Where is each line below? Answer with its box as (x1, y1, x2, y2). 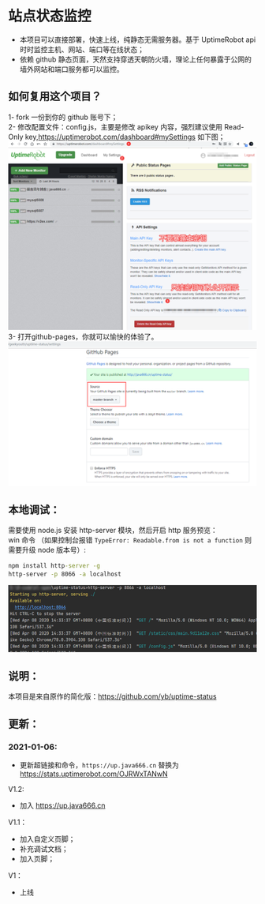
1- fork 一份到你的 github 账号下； (8, 112, 118, 122)
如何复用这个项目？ (8, 90, 102, 103)
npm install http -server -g (8, 562, 101, 570)
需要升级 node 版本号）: (8, 546, 87, 555)
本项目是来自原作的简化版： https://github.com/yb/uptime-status (8, 692, 217, 701)
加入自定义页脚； (19, 835, 76, 844)
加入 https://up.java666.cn (19, 801, 106, 810)
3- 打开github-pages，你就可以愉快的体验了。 (8, 332, 159, 341)
